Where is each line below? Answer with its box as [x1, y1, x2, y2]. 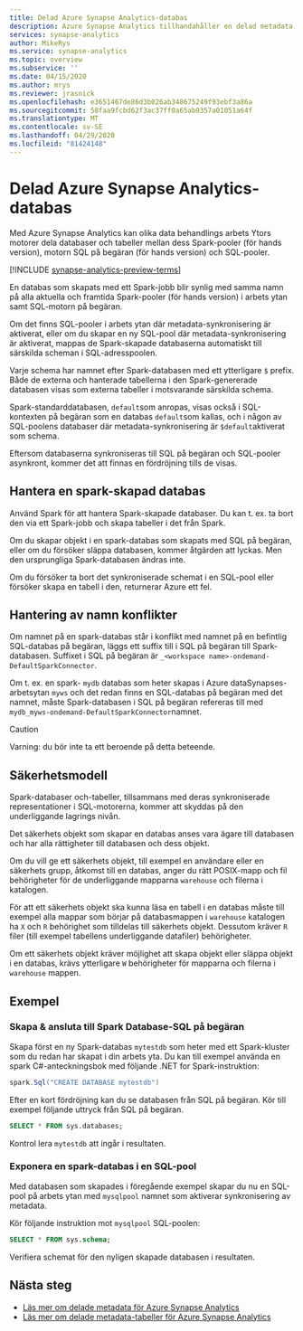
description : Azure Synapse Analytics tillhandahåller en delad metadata [9, 22, 294, 31]
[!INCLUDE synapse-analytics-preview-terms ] [9, 264, 182, 275]
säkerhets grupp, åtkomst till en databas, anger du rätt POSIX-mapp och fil [9, 865, 288, 876]
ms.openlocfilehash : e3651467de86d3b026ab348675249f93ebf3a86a [9, 97, 253, 107]
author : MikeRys [9, 38, 71, 48]
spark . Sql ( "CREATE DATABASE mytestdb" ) [9, 1078, 160, 1087]
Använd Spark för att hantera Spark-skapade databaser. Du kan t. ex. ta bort [9, 507, 294, 518]
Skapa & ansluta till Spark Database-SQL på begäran [9, 1021, 245, 1034]
